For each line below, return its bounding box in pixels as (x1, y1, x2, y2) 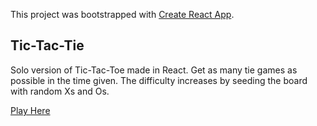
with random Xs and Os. (10, 85, 110, 97)
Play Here (10, 104, 51, 116)
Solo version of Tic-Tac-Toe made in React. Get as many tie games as (10, 64, 298, 76)
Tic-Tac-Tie (10, 37, 85, 54)
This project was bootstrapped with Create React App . (10, 9, 235, 20)
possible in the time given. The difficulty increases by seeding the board (10, 74, 308, 86)
